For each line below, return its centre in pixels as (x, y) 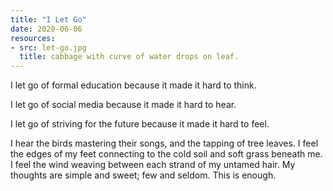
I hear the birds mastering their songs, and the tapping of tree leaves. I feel (164, 143)
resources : (33, 38)
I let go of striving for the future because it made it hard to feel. (140, 124)
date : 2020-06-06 (46, 29)
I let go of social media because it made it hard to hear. (123, 105)
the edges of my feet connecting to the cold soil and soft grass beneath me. (166, 154)
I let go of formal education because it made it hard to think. (133, 85)
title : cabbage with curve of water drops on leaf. (129, 57)
